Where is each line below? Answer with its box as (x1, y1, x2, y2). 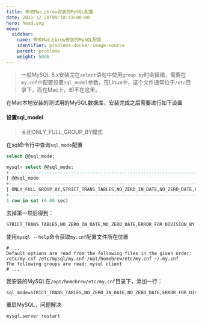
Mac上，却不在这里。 (47, 86, 101, 93)
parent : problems (17, 48, 61, 54)
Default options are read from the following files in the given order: (6, 250, 192, 256)
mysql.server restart (6, 313, 61, 319)
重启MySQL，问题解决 (6, 301, 62, 308)
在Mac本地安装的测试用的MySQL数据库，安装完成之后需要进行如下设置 (6, 99, 183, 106)
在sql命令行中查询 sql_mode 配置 (6, 141, 83, 148)
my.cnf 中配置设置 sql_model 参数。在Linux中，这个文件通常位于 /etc (20, 78, 186, 86)
